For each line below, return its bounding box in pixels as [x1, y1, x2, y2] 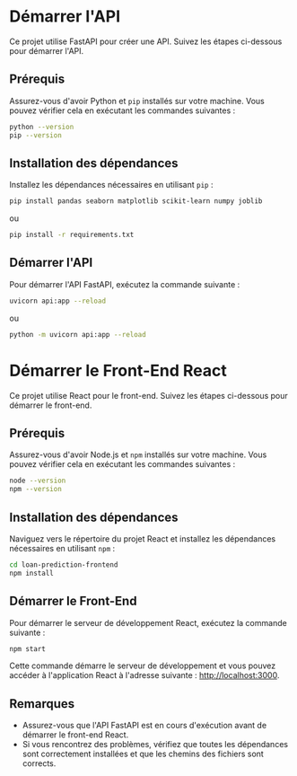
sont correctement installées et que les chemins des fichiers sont [22, 748, 265, 760]
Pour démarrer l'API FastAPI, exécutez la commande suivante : [9, 278, 240, 289]
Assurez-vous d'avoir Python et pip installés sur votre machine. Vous [9, 95, 265, 106]
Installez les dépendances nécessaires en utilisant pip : [9, 180, 214, 190]
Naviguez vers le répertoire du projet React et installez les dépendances [9, 533, 276, 544]
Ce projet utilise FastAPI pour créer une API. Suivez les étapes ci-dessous [9, 36, 283, 47]
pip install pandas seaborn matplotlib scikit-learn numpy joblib [9, 197, 263, 206]
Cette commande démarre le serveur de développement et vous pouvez [9, 660, 276, 671]
